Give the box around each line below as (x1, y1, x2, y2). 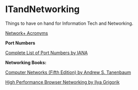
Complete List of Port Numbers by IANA (5, 50, 88, 56)
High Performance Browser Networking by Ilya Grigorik (5, 79, 120, 85)
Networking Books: (5, 59, 47, 65)
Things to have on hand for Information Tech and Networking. (5, 20, 133, 26)
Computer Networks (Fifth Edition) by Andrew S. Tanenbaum (5, 69, 131, 75)
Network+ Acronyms (5, 30, 48, 36)
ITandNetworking (5, 4, 80, 15)
